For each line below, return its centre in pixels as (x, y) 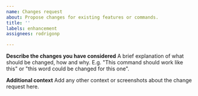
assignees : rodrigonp (33, 34)
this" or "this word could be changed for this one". (68, 69)
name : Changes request (34, 12)
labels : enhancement (32, 28)
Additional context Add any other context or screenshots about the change (99, 80)
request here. (23, 86)
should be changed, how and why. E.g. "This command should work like (95, 63)
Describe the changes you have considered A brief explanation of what (95, 56)
